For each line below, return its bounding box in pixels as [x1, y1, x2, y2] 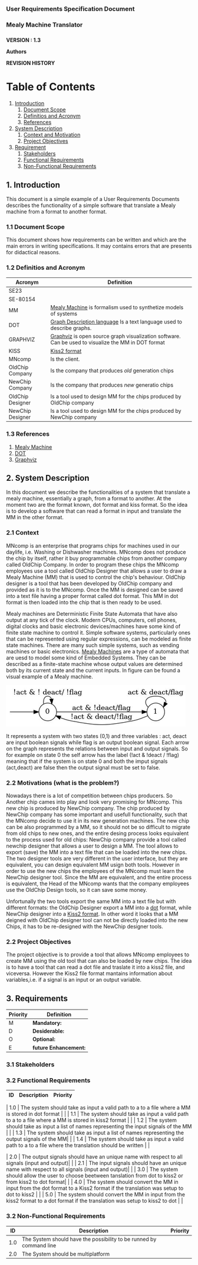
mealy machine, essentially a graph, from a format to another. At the [6, 495, 171, 502]
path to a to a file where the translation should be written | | [6, 1142, 150, 1149]
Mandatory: [32, 1019, 62, 1026]
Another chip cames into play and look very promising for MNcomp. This [6, 798, 183, 805]
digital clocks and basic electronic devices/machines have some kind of [6, 623, 181, 630]
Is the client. [50, 355, 80, 363]
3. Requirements [6, 993, 68, 1004]
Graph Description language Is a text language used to [50, 318, 183, 325]
